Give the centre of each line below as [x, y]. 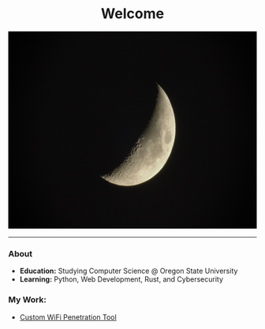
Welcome [132, 14]
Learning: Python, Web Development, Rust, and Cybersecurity [121, 279]
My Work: [28, 300]
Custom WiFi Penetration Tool [68, 317]
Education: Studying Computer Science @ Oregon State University [129, 271]
